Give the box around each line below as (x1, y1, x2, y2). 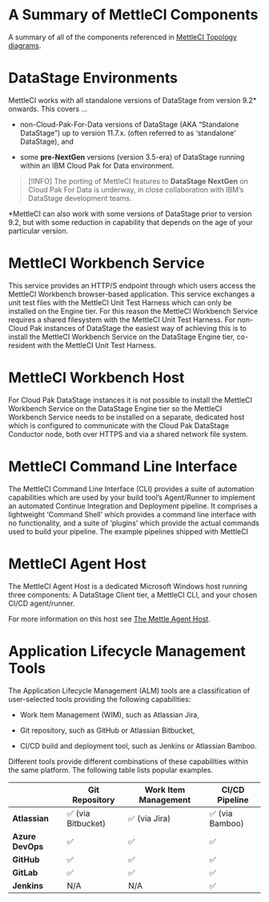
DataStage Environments (8, 69, 179, 88)
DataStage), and (19, 137, 74, 146)
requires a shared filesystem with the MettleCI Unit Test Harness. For (8, 315, 236, 324)
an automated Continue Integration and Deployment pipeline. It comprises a (8, 500, 258, 511)
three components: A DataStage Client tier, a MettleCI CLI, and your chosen (8, 590, 258, 599)
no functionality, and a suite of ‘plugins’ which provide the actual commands (8, 518, 260, 528)
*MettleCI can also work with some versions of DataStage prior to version (8, 209, 252, 218)
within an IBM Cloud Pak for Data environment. (19, 161, 175, 170)
